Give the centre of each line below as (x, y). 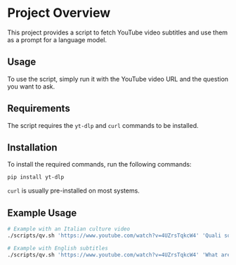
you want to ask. (31, 86)
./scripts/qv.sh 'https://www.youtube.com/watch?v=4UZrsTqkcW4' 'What (113, 254)
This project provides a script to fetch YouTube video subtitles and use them (118, 32)
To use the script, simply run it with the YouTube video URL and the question (118, 79)
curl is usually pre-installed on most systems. (74, 190)
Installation (32, 147)
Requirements (39, 109)
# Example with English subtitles (58, 248)
